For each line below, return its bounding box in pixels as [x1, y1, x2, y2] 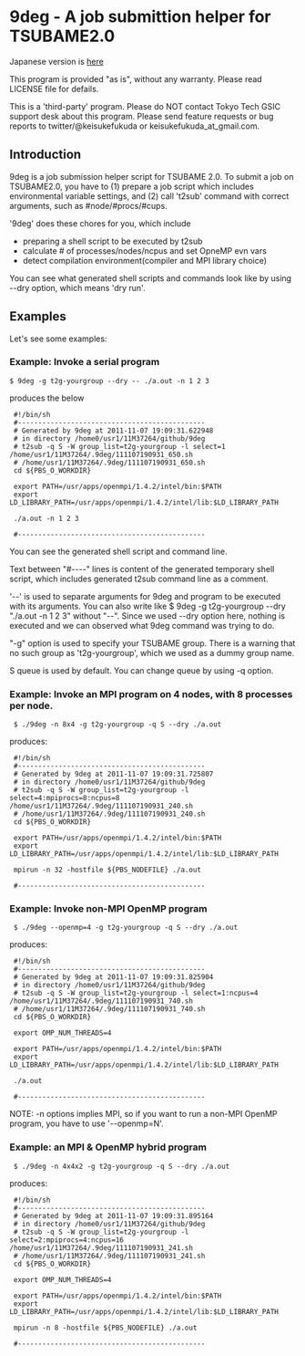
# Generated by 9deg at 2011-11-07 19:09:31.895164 [13, 1211, 214, 1220]
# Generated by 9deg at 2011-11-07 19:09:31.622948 [13, 426, 214, 435]
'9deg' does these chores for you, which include [9, 217, 191, 229]
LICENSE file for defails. [9, 83, 99, 94]
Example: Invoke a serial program [9, 356, 160, 369]
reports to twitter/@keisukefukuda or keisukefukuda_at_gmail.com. [9, 120, 260, 131]
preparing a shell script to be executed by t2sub [22, 235, 203, 246]
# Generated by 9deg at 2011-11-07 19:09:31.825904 [13, 973, 214, 982]
